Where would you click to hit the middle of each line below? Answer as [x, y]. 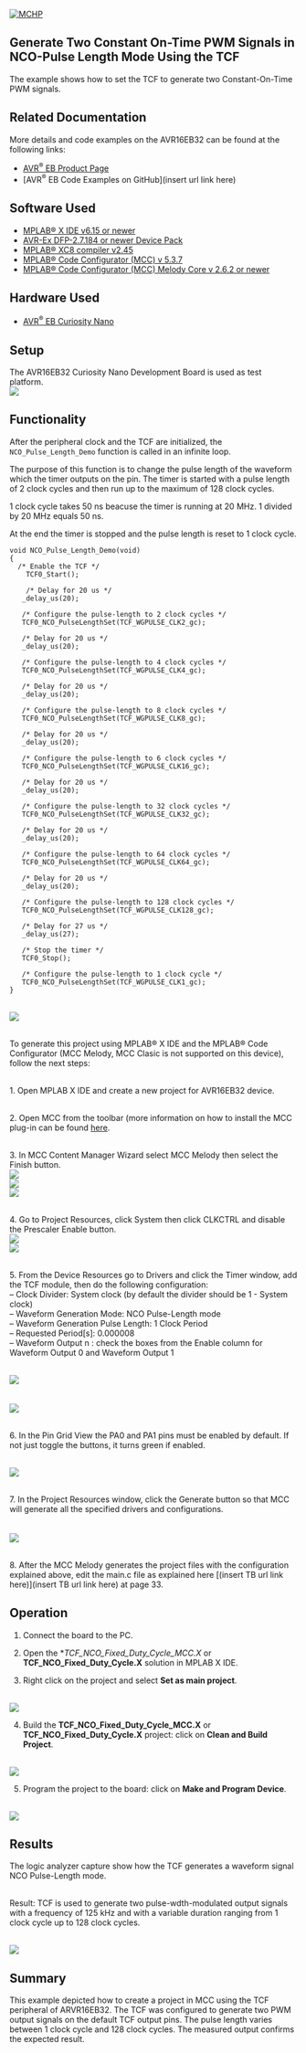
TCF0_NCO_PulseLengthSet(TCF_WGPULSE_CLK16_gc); [116, 766]
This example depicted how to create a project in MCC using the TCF [139, 2000]
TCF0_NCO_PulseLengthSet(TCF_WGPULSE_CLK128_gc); [118, 910]
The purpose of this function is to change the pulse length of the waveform [151, 469]
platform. [26, 382]
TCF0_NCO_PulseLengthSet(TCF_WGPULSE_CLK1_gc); [114, 982]
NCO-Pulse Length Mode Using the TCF [125, 57]
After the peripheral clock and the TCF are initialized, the [116, 441]
